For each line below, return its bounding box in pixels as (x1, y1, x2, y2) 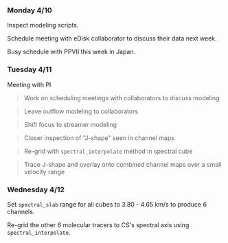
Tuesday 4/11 (7, 65, 52, 74)
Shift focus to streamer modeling (23, 120, 117, 128)
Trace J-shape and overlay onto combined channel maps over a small (23, 160, 222, 168)
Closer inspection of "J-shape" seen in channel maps (23, 133, 175, 142)
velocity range (23, 167, 65, 176)
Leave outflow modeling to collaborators (23, 107, 139, 115)
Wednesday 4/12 (7, 185, 65, 194)
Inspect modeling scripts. (7, 21, 79, 30)
